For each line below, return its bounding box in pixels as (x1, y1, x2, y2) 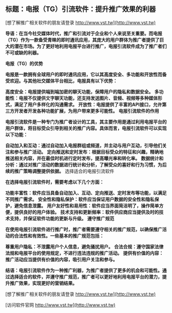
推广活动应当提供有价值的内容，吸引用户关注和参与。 (5, 256, 118, 262)
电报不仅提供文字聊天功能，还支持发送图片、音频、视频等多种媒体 (18, 95, 158, 101)
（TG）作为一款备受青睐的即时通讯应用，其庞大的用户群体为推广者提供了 (5, 36, 160, 43)
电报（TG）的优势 (5, 60, 44, 67)
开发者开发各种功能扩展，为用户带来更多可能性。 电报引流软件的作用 (14, 108, 159, 114)
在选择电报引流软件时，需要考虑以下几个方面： (5, 179, 104, 185)
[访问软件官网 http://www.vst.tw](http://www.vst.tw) (5, 302, 116, 308)
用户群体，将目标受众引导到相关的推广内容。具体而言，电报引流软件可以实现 (5, 125, 167, 131)
